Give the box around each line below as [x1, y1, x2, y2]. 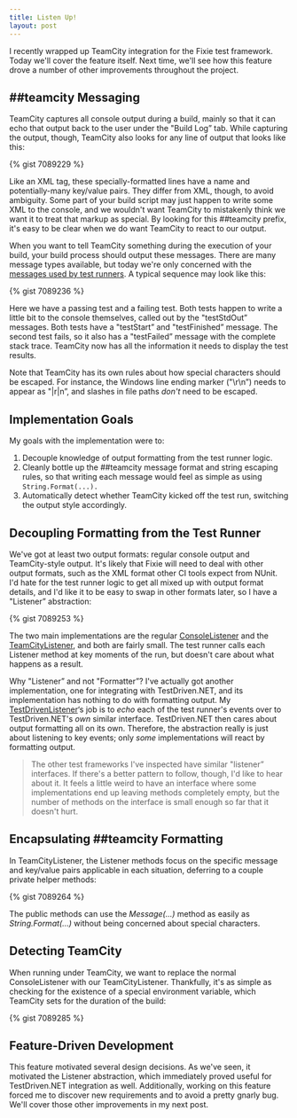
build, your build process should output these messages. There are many [9, 250, 277, 261]
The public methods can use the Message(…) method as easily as [9, 908, 250, 919]
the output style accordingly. [21, 500, 127, 511]
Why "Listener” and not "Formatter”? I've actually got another [9, 676, 234, 686]
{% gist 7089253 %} [9, 613, 84, 623]
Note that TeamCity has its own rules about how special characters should [9, 367, 281, 378]
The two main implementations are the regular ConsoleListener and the [9, 630, 269, 641]
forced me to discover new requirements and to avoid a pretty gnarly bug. [9, 1090, 279, 1100]
